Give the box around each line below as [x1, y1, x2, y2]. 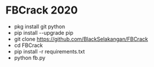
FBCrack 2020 [5, 4, 78, 17]
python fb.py [14, 54, 45, 61]
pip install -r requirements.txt [14, 48, 85, 55]
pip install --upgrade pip [14, 29, 74, 36]
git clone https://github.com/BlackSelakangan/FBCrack [14, 35, 148, 42]
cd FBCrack [14, 42, 43, 49]
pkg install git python [14, 23, 65, 30]
